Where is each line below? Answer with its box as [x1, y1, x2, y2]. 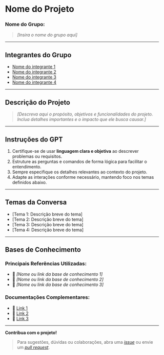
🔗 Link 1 [12, 305, 28, 311]
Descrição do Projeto [5, 98, 70, 106]
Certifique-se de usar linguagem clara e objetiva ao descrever [12, 148, 139, 154]
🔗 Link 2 [12, 310, 29, 316]
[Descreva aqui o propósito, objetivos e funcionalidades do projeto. [17, 111, 153, 117]
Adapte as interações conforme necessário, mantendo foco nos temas [12, 174, 154, 180]
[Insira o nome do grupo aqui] [17, 32, 78, 38]
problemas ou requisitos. [12, 153, 62, 159]
